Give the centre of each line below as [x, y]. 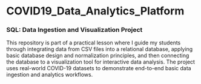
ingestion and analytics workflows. [50, 75]
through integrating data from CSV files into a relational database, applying [100, 49]
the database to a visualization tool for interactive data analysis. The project [101, 62]
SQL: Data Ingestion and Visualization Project [74, 30]
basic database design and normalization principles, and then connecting [98, 56]
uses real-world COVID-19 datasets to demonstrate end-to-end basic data [99, 68]
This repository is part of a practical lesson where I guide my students [94, 43]
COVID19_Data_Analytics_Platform [95, 11]
